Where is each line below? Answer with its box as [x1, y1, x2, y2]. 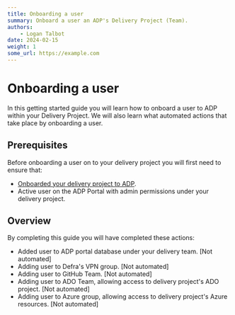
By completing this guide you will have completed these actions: [7, 234, 195, 242]
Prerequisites [7, 139, 68, 151]
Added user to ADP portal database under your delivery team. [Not [17, 247, 213, 256]
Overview [7, 215, 52, 227]
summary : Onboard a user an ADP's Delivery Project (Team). [7, 17, 189, 24]
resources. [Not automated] [17, 300, 99, 309]
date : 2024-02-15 [7, 37, 59, 44]
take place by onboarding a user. [7, 118, 103, 127]
